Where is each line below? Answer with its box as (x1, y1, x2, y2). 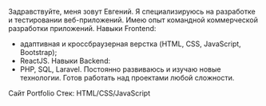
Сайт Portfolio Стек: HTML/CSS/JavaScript (8, 88, 150, 98)
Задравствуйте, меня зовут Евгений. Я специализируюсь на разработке (8, 7, 256, 16)
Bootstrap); (19, 48, 58, 57)
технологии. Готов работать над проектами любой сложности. (19, 73, 235, 82)
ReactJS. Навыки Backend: (19, 56, 110, 65)
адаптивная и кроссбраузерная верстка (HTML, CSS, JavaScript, (19, 39, 241, 49)
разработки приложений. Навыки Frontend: (8, 24, 157, 33)
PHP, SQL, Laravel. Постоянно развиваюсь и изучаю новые (19, 65, 221, 74)
